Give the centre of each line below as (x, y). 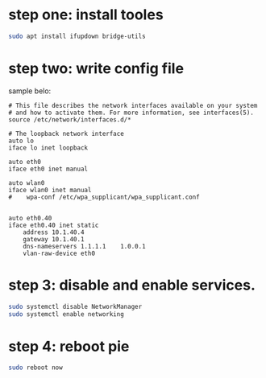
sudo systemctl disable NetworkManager (75, 306)
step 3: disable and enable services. (132, 285)
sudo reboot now (35, 368)
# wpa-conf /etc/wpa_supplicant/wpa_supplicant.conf (104, 197)
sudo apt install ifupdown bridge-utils (77, 36)
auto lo (21, 141)
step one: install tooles (86, 15)
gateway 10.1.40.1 (54, 239)
